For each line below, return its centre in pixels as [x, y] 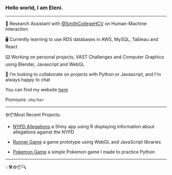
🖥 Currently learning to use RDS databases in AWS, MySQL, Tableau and [82, 40]
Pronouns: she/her [25, 100]
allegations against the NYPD [43, 132]
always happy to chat [28, 80]
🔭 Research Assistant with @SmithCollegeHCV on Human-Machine [76, 24]
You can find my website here [37, 90]
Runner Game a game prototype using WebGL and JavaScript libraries [87, 142]
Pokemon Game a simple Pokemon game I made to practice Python [84, 152]
